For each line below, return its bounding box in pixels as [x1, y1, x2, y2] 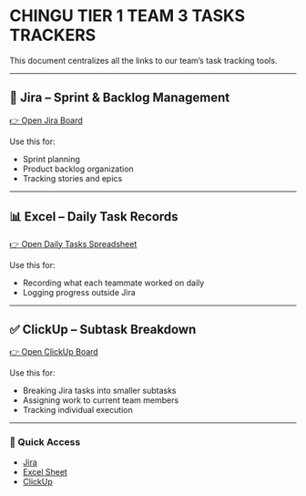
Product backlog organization [22, 163, 134, 174]
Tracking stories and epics [22, 172, 123, 183]
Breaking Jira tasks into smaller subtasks [22, 385, 177, 397]
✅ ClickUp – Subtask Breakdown [9, 321, 197, 337]
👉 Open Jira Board [9, 115, 84, 126]
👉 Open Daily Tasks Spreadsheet [9, 238, 138, 249]
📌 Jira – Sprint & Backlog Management [9, 90, 230, 106]
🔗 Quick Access [9, 436, 81, 449]
